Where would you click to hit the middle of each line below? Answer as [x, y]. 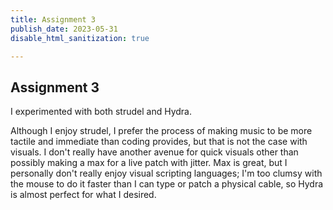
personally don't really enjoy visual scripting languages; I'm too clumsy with [166, 173]
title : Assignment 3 [53, 19]
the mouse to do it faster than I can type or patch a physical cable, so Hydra [167, 184]
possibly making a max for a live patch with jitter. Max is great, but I [149, 163]
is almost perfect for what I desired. [83, 195]
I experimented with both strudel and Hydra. [101, 112]
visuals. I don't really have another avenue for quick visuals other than [154, 152]
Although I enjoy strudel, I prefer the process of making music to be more [161, 131]
